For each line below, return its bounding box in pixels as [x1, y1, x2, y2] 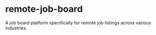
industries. [5, 25, 27, 31]
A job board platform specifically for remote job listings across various [5, 20, 151, 26]
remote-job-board [5, 3, 83, 15]
